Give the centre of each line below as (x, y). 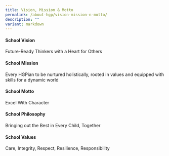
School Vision (20, 40)
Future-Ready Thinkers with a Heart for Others (54, 52)
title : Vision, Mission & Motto (39, 10)
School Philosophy (25, 114)
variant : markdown (25, 24)
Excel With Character (27, 102)
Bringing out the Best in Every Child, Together (53, 126)
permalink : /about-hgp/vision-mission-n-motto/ (56, 15)
